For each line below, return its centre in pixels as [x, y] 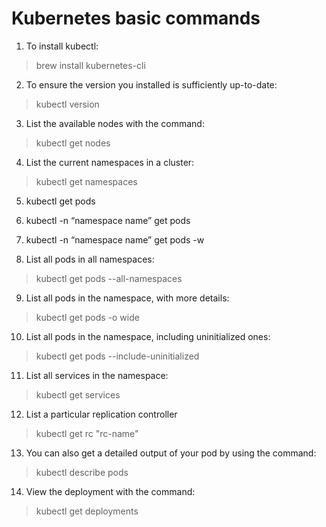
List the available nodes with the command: [115, 123]
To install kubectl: [62, 46]
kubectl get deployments [87, 511]
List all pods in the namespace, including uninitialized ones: [148, 336]
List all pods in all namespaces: [90, 259]
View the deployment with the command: [110, 491]
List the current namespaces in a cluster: [110, 162]
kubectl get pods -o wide [87, 317]
